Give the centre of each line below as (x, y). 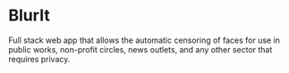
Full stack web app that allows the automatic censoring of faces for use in (144, 40)
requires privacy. (39, 59)
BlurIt (29, 16)
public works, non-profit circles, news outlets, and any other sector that (140, 49)
